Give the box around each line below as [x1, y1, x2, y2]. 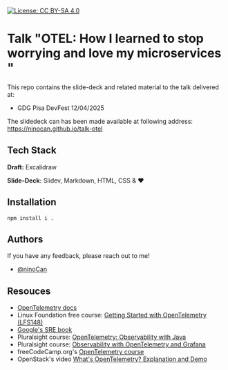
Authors [7, 233, 44, 245]
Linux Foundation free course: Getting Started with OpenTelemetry [17, 311, 207, 320]
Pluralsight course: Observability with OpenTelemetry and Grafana [17, 340, 206, 349]
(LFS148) [17, 318, 44, 326]
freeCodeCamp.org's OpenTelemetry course [17, 348, 144, 356]
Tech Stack [7, 145, 57, 156]
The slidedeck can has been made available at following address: [7, 117, 193, 125]
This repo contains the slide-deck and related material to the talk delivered [7, 83, 220, 91]
